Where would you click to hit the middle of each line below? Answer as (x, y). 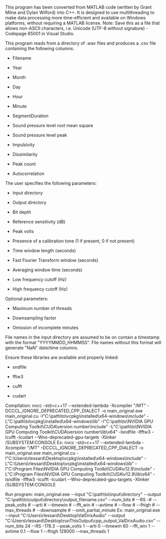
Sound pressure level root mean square (53, 125)
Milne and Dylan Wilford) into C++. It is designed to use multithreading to (80, 12)
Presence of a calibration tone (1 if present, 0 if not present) (74, 241)
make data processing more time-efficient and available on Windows (76, 18)
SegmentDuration (30, 116)
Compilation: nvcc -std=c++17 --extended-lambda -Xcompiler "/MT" (76, 405)
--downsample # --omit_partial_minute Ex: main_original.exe (98, 510)
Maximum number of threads (42, 308)
